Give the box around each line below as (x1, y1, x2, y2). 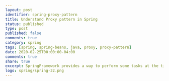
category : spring (5, 40, 42, 45)
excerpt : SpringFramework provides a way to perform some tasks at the (5, 63, 158, 68)
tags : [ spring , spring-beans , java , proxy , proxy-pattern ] (5, 45, 132, 50)
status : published (5, 21, 44, 27)
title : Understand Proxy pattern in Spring (5, 17, 98, 22)
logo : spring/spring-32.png (5, 68, 64, 73)
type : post (5, 26, 28, 31)
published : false (5, 31, 42, 36)
